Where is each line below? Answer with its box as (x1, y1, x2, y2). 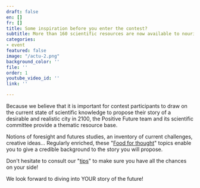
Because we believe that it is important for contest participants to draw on (6, 103, 187, 109)
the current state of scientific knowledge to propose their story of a (6, 109, 171, 116)
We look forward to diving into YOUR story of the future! (6, 175, 144, 182)
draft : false (6, 8, 39, 15)
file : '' (6, 64, 28, 70)
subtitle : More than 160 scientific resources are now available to (6, 31, 180, 37)
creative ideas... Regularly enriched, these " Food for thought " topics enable (6, 140, 192, 146)
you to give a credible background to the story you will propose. (6, 146, 163, 153)
